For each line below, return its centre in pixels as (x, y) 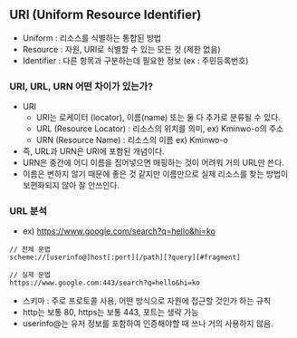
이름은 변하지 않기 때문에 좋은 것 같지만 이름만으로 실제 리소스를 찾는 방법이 (155, 174)
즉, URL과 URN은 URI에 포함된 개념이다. (93, 151)
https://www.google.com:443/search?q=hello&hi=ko (105, 283)
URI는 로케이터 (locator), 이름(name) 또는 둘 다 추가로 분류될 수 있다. (158, 118)
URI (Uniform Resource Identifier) (105, 15)
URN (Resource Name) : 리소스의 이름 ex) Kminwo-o (132, 140)
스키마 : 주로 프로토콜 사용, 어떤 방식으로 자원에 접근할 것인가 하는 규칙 (147, 301)
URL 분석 (28, 211)
